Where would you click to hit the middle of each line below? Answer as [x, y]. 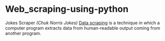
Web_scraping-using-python [67, 9]
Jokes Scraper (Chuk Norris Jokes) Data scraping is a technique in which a [82, 23]
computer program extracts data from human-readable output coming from [83, 28]
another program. [23, 33]
